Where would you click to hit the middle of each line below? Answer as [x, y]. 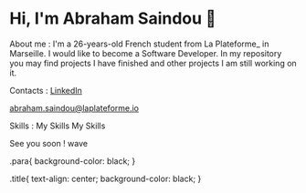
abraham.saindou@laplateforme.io [74, 107]
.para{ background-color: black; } [73, 161]
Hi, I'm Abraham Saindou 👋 [113, 19]
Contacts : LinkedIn [46, 90]
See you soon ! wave [49, 143]
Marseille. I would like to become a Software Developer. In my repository [146, 53]
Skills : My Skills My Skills [58, 126]
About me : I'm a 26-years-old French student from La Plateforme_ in [139, 44]
